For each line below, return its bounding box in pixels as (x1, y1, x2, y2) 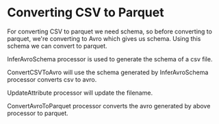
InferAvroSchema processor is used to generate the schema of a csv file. (7, 55, 213, 63)
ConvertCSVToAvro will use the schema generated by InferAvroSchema (7, 68, 209, 76)
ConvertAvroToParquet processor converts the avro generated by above (7, 102, 211, 110)
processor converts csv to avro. (7, 75, 97, 83)
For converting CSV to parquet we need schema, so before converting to (7, 27, 212, 35)
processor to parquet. (7, 109, 68, 117)
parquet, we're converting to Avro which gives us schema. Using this (7, 34, 201, 42)
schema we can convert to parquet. (7, 42, 107, 50)
